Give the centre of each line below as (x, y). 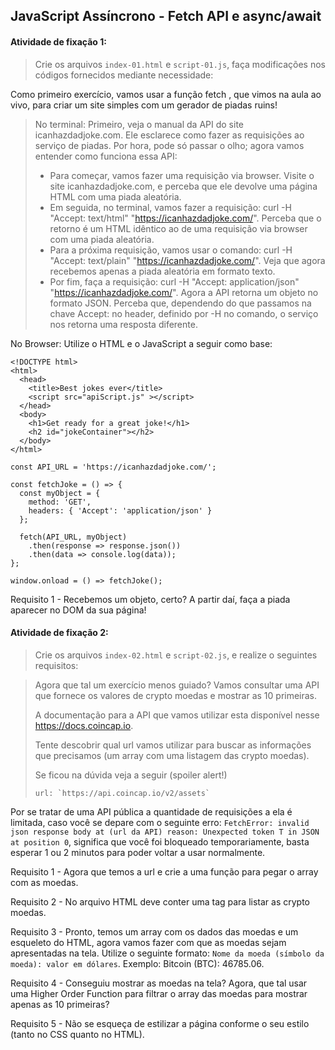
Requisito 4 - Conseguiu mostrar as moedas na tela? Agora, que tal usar (159, 983)
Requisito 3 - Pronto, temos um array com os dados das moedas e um (154, 931)
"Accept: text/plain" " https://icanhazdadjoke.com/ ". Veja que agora (187, 260)
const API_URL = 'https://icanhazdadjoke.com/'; (113, 467)
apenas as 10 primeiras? (60, 1004)
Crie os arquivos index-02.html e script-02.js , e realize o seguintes (176, 655)
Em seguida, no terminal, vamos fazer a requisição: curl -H (170, 207)
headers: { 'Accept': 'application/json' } (120, 510)
